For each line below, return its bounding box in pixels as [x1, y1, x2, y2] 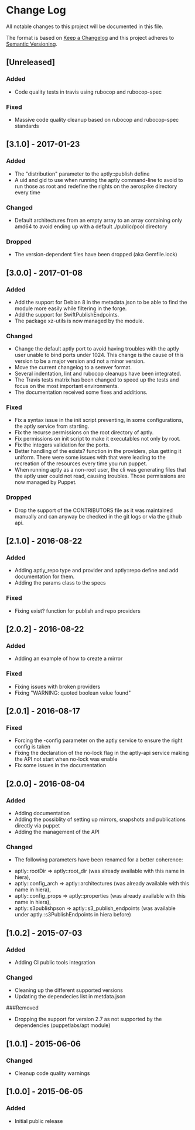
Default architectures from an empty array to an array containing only [14, 217, 183, 224]
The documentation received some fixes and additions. [14, 389, 148, 396]
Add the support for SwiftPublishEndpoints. [14, 311, 119, 318]
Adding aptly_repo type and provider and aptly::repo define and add [14, 567, 179, 574]
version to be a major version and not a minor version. [14, 358, 145, 365]
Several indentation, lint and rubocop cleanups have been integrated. [14, 370, 182, 377]
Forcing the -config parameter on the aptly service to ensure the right [14, 737, 183, 744]
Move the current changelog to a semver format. [14, 364, 132, 371]
